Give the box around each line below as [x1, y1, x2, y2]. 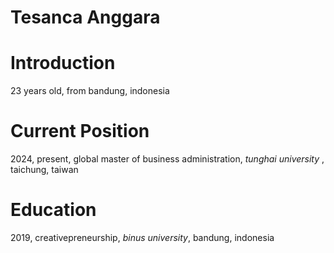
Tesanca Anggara [10, 6, 161, 29]
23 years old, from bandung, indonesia [10, 85, 170, 97]
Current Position [10, 120, 150, 143]
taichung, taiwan [10, 164, 79, 176]
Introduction [10, 52, 116, 75]
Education [10, 199, 97, 221]
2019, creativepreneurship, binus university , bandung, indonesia [10, 232, 275, 243]
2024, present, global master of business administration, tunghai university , [10, 153, 325, 165]
